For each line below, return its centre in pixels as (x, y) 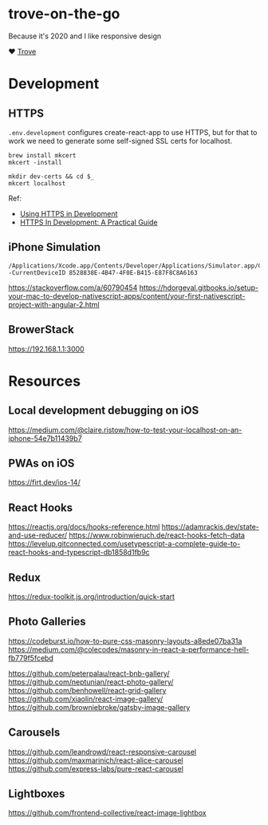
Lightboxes (37, 794)
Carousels (34, 733)
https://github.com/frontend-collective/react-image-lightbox (107, 813)
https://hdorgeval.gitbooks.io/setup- (199, 288)
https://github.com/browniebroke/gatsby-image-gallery (99, 707)
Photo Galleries (47, 622)
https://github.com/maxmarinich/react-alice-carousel (96, 760)
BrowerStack (41, 329)
